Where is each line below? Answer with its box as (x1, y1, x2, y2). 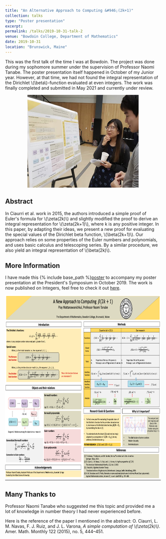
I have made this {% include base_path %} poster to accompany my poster (5, 274, 157, 280)
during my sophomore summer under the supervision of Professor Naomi (5, 64, 155, 70)
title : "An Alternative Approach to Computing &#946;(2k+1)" (5, 8, 134, 13)
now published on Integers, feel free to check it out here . (5, 285, 121, 291)
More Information (5, 261, 60, 269)
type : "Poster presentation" (5, 18, 65, 23)
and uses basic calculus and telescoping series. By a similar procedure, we (5, 242, 158, 248)
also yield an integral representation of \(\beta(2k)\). (5, 247, 111, 253)
